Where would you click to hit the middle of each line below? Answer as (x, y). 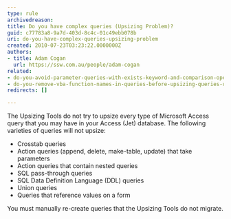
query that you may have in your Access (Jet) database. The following (107, 123)
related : (20, 71)
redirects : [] (27, 90)
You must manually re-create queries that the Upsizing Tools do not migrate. (115, 209)
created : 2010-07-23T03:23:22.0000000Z (64, 45)
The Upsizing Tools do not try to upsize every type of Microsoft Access (108, 116)
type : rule (23, 13)
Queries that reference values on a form (74, 195)
